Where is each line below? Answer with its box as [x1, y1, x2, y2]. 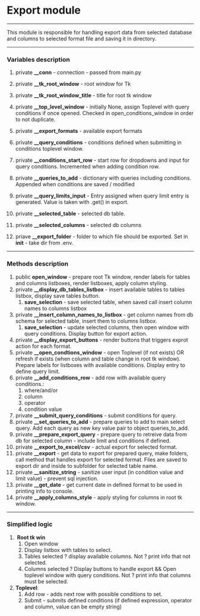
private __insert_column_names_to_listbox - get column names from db [15, 311, 193, 318]
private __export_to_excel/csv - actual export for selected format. [15, 443, 177, 451]
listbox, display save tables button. [15, 292, 100, 299]
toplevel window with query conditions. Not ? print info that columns [24, 572, 191, 579]
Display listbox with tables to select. [24, 546, 112, 553]
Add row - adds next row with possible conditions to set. [24, 591, 163, 598]
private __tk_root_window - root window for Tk [15, 81, 131, 88]
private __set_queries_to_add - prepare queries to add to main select [15, 418, 185, 425]
